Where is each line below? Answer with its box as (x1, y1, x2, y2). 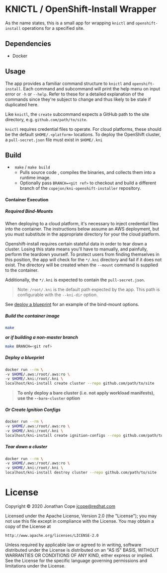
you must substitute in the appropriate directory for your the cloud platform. (5, 231, 161, 237)
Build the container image (5, 313, 60, 319)
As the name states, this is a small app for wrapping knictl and (5, 20, 135, 26)
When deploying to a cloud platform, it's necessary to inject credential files (5, 220, 159, 227)
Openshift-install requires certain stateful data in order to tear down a (5, 241, 148, 246)
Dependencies (5, 40, 51, 48)
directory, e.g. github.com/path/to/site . (5, 116, 88, 122)
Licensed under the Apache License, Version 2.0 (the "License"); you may (5, 513, 157, 519)
